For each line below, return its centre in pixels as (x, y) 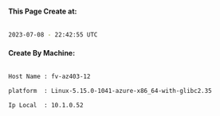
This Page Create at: (43, 11)
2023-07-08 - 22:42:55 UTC (53, 35)
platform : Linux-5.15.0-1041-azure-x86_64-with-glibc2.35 (110, 91)
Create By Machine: (42, 52)
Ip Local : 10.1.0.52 (46, 106)
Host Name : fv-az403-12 (49, 77)
